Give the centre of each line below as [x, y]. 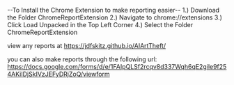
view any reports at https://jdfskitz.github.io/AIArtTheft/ [86, 46]
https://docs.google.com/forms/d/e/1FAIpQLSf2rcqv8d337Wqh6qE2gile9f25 [117, 67]
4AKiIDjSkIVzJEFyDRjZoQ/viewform [58, 74]
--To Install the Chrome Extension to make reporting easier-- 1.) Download [114, 10]
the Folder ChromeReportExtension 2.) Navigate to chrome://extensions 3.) [115, 17]
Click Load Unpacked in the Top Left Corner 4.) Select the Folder [100, 25]
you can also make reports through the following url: [82, 59]
